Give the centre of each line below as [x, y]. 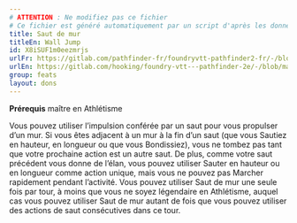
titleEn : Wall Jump [45, 42]
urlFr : [21, 58]
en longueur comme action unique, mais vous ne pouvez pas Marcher [136, 173]
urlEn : [21, 67]
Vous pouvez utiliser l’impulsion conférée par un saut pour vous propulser [144, 126]
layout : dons [33, 83]
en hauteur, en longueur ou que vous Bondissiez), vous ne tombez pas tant [146, 144]
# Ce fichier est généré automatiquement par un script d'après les [138, 26]
